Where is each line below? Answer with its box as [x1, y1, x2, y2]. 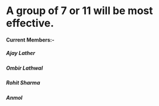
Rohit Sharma [6, 79, 40, 86]
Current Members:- [6, 36, 54, 43]
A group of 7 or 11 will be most [6, 4, 153, 18]
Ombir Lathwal [6, 64, 43, 71]
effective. [6, 16, 54, 30]
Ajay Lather [6, 50, 36, 57]
